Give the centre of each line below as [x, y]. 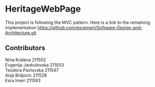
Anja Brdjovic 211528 [26, 75]
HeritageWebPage [43, 9]
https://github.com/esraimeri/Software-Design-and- [90, 27]
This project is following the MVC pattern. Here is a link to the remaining [78, 22]
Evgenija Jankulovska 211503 [35, 65]
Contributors [25, 48]
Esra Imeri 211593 [23, 80]
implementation [21, 27]
